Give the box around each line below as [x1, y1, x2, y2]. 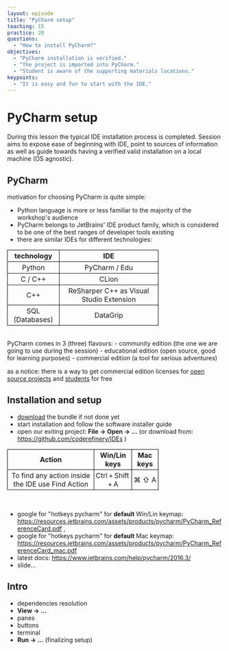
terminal [16, 628, 41, 637]
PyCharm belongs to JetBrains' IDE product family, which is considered [16, 221, 219, 229]
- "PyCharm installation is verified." [13, 55, 128, 62]
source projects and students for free [7, 375, 113, 382]
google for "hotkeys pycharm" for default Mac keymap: [16, 531, 175, 540]
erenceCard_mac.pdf [16, 546, 77, 554]
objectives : [7, 49, 41, 56]
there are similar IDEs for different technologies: [16, 235, 153, 243]
